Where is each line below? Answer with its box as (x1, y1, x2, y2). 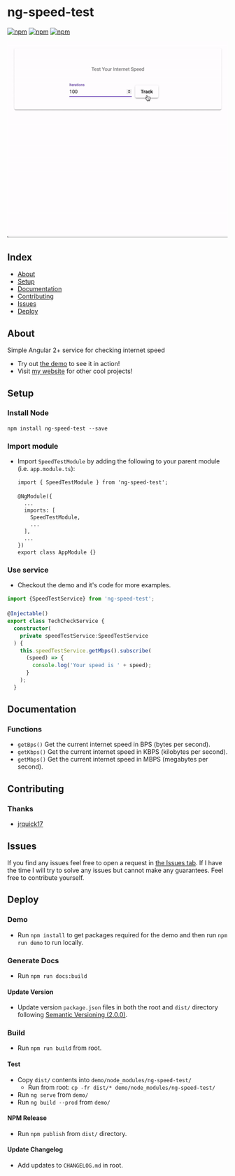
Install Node (7, 408, 49, 418)
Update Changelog (7, 1145, 63, 1154)
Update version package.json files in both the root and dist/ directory (17, 1003, 218, 1011)
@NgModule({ (17, 493, 52, 500)
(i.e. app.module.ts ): (17, 465, 76, 473)
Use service (7, 565, 49, 575)
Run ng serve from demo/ (17, 1090, 89, 1099)
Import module (7, 441, 59, 451)
